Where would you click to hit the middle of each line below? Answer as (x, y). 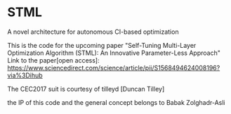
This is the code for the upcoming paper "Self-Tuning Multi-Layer (102, 45)
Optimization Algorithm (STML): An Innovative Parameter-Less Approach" (114, 53)
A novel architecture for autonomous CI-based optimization (93, 32)
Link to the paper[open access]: (53, 60)
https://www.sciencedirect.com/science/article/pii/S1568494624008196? (114, 68)
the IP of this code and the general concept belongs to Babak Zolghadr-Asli (117, 102)
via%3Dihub (25, 75)
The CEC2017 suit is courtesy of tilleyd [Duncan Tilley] (86, 89)
